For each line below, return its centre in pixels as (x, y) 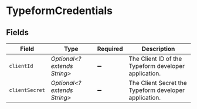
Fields (18, 33)
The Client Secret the (158, 83)
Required (110, 49)
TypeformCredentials (60, 11)
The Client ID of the (155, 59)
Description (158, 49)
